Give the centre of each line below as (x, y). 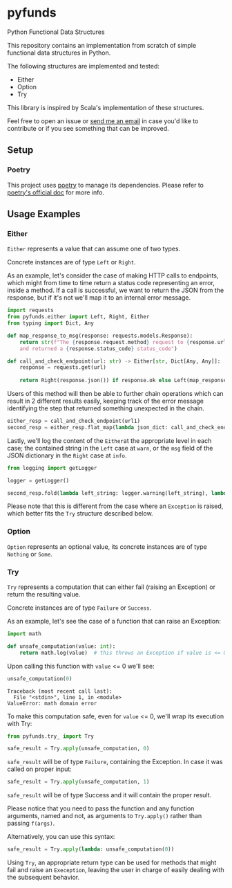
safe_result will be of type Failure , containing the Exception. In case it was (115, 762)
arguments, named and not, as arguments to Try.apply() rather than (105, 816)
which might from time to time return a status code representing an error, (111, 283)
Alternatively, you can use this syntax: (61, 837)
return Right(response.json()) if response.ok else (95, 381)
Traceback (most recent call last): (60, 691)
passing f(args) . (31, 823)
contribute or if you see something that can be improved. (88, 128)
